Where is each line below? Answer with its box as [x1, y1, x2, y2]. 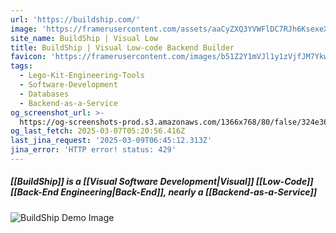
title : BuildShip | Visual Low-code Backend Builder [10, 42, 235, 53]
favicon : [10, 52, 47, 62]
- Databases [19, 89, 70, 99]
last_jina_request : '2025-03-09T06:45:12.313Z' [10, 136, 213, 146]
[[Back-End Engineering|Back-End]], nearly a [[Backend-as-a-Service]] [10, 186, 318, 198]
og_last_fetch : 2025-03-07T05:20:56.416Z [10, 126, 186, 136]
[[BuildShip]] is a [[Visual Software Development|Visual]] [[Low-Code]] [10, 176, 314, 188]
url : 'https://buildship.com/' [10, 14, 141, 25]
